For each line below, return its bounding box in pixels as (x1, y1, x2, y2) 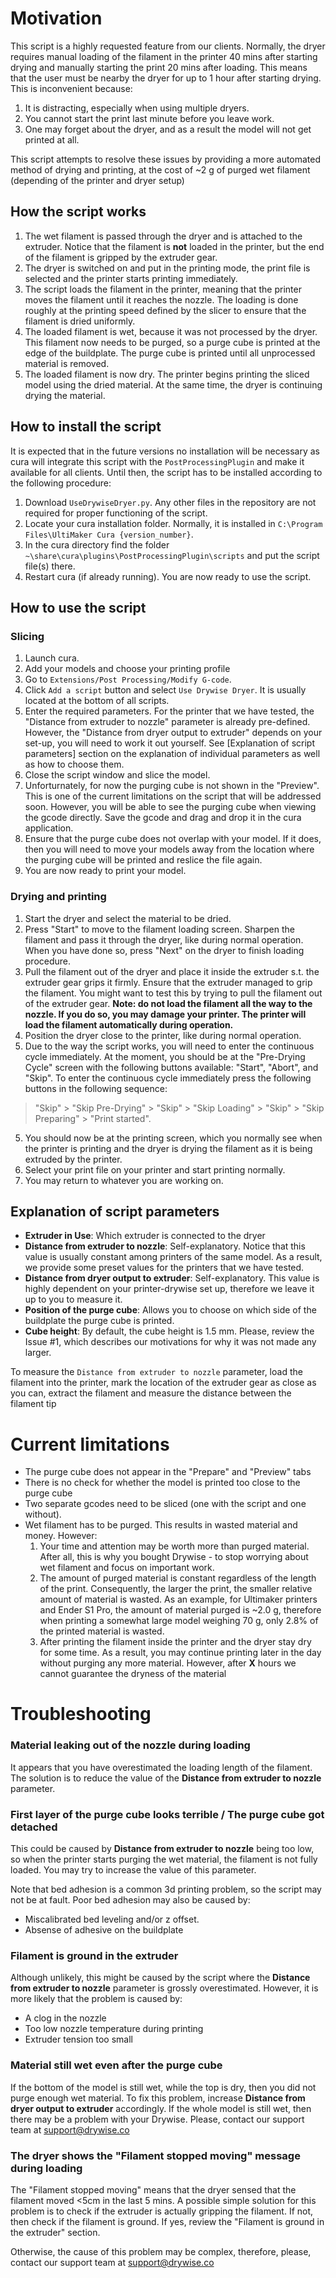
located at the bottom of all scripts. (24, 695, 170, 707)
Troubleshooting (10, 1703, 152, 1726)
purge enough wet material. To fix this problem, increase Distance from (10, 2092, 306, 2104)
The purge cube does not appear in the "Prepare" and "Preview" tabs (24, 1466, 312, 1478)
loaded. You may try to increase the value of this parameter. (10, 1864, 257, 1876)
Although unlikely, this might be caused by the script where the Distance (10, 1972, 311, 1984)
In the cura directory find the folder (24, 538, 170, 551)
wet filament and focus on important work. (39, 1562, 215, 1574)
